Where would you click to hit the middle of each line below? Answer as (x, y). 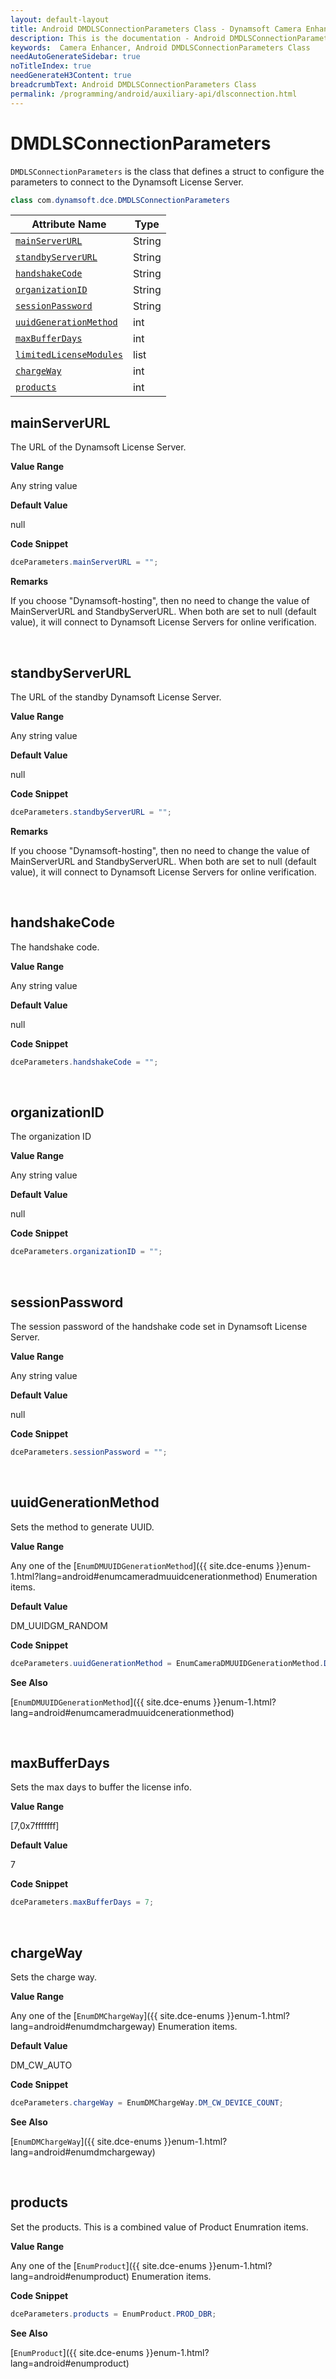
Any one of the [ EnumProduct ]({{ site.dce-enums (108, 2265)
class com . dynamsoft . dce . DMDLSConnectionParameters (120, 200)
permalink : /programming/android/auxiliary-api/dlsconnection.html (154, 94)
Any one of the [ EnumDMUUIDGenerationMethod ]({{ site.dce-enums (142, 1565)
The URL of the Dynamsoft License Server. (98, 447)
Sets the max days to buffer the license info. (101, 1787)
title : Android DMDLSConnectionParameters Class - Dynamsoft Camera (156, 29)
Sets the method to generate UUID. (82, 1527)
